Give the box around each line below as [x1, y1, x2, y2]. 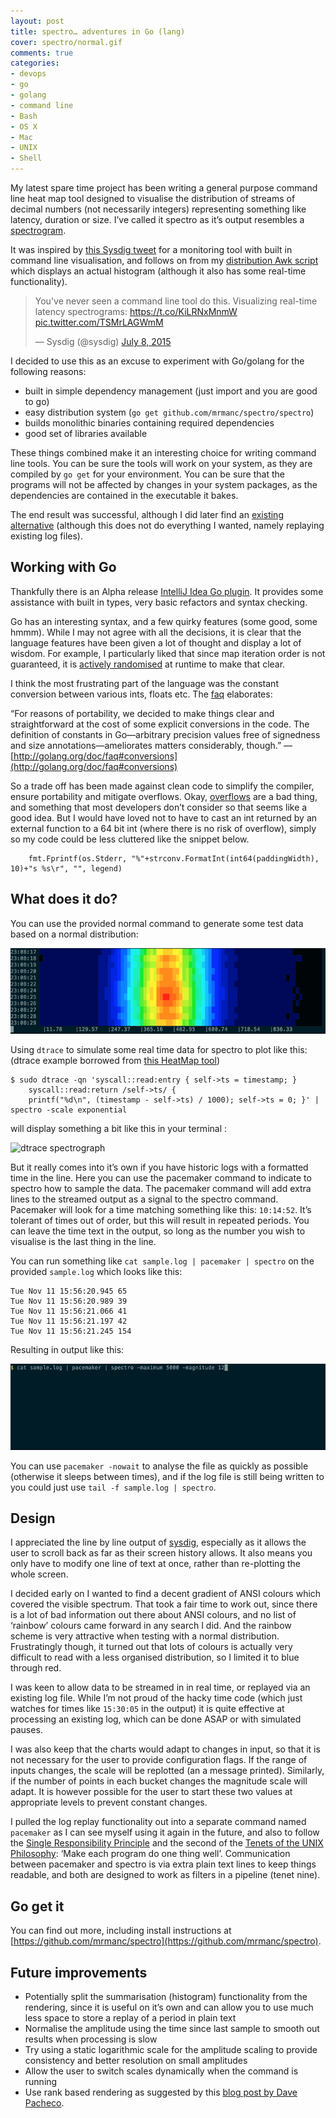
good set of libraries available [24, 428, 148, 439]
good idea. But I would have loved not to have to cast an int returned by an [10, 811, 318, 824]
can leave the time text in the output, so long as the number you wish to [10, 1225, 306, 1237]
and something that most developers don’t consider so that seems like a [10, 801, 308, 813]
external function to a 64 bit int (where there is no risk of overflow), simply [10, 822, 317, 834]
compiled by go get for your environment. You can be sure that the [10, 468, 285, 480]
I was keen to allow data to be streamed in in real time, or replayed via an [10, 1681, 311, 1694]
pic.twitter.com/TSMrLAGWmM [34, 316, 164, 328]
